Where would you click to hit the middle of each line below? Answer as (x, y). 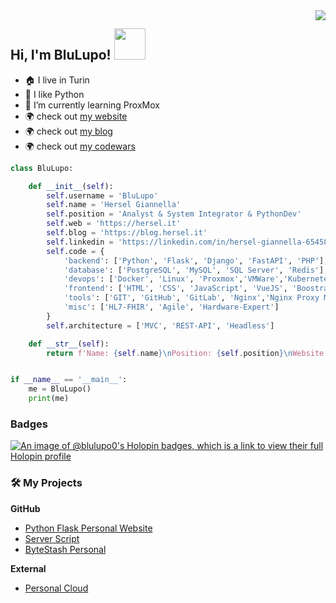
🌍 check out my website (76, 116)
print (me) (49, 399)
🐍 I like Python (54, 94)
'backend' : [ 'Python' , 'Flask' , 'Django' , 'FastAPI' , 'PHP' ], (196, 260)
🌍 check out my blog (68, 131)
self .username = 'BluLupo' (102, 195)
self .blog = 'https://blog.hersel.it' (127, 233)
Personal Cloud (56, 588)
